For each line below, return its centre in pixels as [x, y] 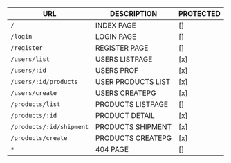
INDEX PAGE [116, 25]
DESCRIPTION [133, 14]
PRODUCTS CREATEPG [134, 138]
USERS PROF [117, 70]
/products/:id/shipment [50, 127]
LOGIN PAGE [116, 36]
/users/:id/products [44, 81]
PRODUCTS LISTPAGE [132, 104]
